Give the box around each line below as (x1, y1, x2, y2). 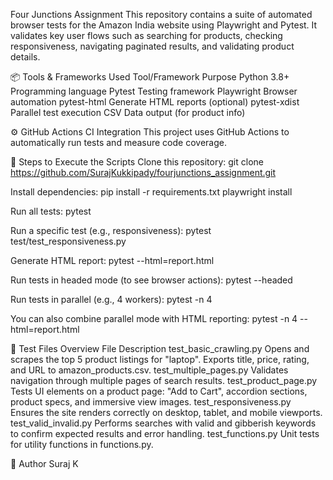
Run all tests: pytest (10, 205, 92, 217)
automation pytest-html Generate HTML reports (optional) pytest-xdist (10, 96, 300, 108)
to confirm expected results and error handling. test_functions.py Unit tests (10, 428, 320, 439)
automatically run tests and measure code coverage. (10, 137, 227, 148)
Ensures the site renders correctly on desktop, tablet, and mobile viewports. (10, 407, 323, 418)
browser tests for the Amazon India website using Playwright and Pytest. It (10, 19, 318, 31)
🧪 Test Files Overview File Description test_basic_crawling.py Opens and (10, 343, 310, 354)
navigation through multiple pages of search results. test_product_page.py (10, 375, 318, 386)
